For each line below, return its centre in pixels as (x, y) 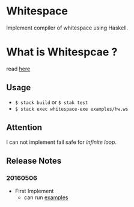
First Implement (34, 191)
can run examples (46, 197)
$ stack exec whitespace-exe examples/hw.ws (72, 109)
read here (18, 69)
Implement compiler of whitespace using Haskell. (67, 28)
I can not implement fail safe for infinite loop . (62, 142)
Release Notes (34, 161)
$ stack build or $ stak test (51, 102)
